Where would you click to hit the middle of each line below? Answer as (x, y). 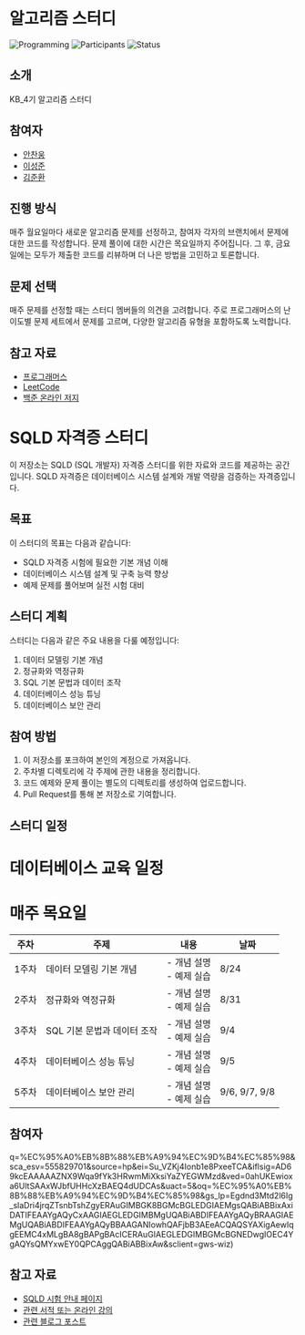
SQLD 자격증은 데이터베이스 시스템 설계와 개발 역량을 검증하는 (146, 476)
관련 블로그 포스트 (54, 1321)
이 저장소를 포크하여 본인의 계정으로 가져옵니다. (107, 760)
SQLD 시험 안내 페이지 (62, 1299)
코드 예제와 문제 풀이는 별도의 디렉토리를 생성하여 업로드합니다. (135, 783)
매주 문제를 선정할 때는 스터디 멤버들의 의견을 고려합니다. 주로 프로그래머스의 (146, 310)
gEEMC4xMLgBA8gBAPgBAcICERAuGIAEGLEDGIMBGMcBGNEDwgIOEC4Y (152, 1234)
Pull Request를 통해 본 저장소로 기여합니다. (99, 795)
